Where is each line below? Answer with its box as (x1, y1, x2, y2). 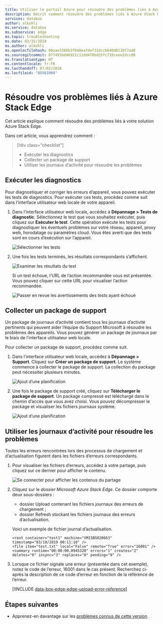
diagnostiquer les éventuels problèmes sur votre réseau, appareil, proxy (12, 224, 156, 230)
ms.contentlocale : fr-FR (5, 61, 55, 66)
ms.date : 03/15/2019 (5, 39, 47, 44)
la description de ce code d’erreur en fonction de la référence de (24, 571, 154, 578)
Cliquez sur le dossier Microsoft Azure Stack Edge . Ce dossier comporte (12, 487, 158, 492)
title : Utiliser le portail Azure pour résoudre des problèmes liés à (5, 7, 151, 12)
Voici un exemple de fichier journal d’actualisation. (12, 526, 113, 532)
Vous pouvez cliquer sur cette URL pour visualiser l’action (12, 277, 128, 283)
